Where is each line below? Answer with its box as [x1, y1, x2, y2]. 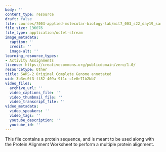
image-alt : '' [9, 49, 39, 53]
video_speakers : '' [9, 108, 50, 114]
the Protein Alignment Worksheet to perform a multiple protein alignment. [5, 141, 155, 147]
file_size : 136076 [5, 26, 43, 31]
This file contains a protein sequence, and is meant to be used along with [5, 136, 154, 142]
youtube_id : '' [9, 122, 41, 127]
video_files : [5, 81, 32, 86]
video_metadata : [5, 104, 39, 109]
